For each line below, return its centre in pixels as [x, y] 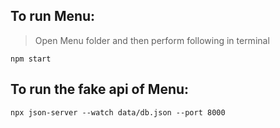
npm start [31, 59]
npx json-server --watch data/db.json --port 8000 [118, 112]
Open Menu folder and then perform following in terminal [152, 40]
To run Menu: [53, 16]
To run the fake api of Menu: [100, 89]
